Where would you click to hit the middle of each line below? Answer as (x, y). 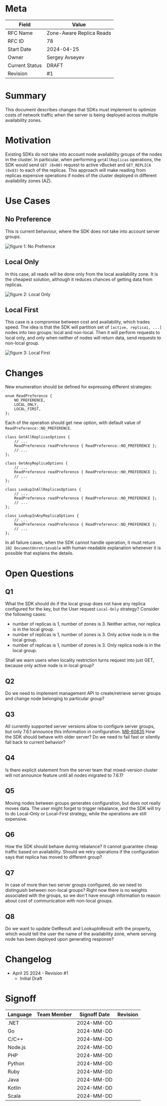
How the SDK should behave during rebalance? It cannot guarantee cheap (82, 846)
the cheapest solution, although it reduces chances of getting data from (79, 279)
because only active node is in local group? (50, 666)
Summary (26, 96)
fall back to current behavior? (35, 742)
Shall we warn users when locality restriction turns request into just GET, (80, 660)
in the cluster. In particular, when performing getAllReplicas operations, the (83, 159)
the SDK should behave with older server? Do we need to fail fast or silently (83, 737)
